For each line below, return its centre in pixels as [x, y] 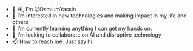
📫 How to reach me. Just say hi [52, 41]
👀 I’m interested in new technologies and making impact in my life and [99, 16]
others [20, 22]
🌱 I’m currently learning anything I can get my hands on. [82, 28]
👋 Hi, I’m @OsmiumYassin [44, 9]
